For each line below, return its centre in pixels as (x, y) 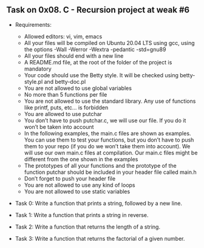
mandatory (38, 69)
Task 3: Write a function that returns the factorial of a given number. (100, 238)
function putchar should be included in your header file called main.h (110, 172)
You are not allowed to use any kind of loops (80, 185)
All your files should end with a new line (74, 56)
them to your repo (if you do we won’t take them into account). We (107, 146)
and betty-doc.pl (65, 81)
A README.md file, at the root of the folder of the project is (98, 62)
